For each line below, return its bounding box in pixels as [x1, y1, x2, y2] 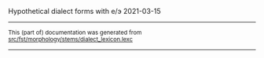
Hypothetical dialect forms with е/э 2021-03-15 [8, 7, 161, 15]
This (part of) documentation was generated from [8, 29, 142, 36]
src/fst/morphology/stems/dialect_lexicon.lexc [8, 36, 134, 43]
